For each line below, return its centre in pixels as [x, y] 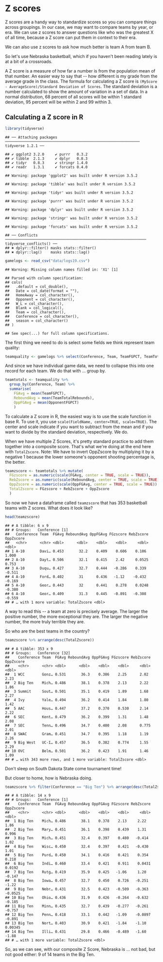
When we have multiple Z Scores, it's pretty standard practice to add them [79, 441]
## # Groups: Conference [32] [38, 653]
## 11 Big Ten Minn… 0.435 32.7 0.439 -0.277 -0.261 [77, 906]
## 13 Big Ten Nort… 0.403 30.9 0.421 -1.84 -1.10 [76, 923]
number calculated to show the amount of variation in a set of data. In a [76, 91]
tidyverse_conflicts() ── [31, 244]
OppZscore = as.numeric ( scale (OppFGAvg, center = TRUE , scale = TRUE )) [83, 485]
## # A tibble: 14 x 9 [28, 796]
